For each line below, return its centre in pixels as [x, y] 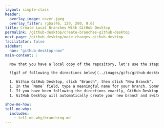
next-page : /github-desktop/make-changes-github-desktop [64, 37]
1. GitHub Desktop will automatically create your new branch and [78, 95]
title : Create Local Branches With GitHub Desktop [58, 28]
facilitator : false [25, 42]
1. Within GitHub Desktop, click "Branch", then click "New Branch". [82, 82]
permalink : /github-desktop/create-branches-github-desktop [68, 32]
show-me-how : [18, 104]
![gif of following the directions [46, 73]
